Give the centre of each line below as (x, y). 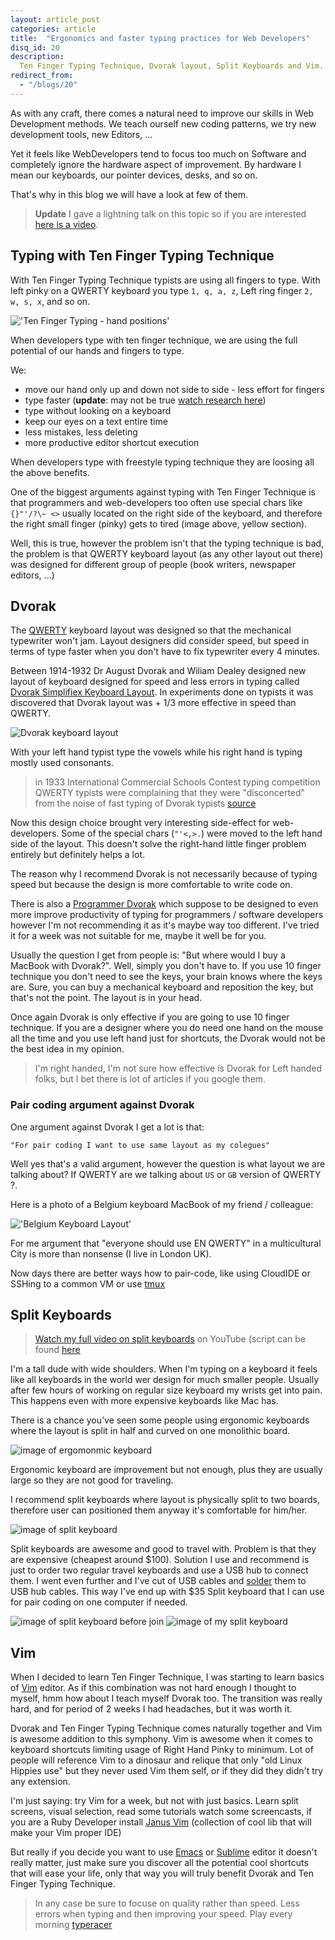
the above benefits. (50, 472)
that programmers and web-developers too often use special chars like (156, 502)
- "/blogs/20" (48, 85)
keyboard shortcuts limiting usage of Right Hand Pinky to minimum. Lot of (162, 1750)
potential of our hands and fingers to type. (97, 350)
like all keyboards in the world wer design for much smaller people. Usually (165, 1380)
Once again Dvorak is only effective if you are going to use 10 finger (150, 1017)
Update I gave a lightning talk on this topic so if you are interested (170, 213)
